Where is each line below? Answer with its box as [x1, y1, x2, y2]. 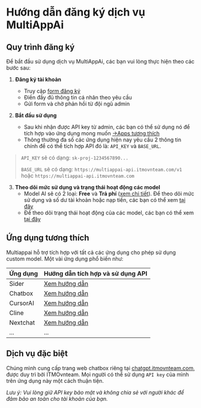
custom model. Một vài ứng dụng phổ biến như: [6, 255, 124, 262]
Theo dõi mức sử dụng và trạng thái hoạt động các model [14, 184, 161, 191]
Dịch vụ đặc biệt [6, 349, 68, 359]
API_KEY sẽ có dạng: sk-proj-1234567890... [20, 154, 129, 161]
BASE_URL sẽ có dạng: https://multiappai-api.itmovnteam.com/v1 [20, 166, 182, 173]
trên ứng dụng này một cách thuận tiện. [6, 377, 104, 384]
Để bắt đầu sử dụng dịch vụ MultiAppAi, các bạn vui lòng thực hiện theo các [6, 58, 195, 65]
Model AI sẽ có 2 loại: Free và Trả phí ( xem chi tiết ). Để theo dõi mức [23, 190, 194, 197]
